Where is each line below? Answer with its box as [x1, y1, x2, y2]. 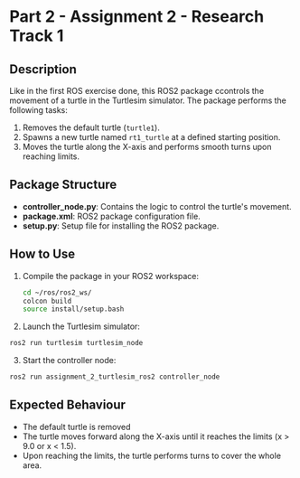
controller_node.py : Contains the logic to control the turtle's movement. [22, 201, 292, 211]
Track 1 [9, 25, 64, 46]
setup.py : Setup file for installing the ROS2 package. [22, 220, 220, 231]
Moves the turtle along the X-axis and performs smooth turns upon [22, 142, 272, 152]
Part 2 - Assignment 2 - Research [9, 6, 265, 27]
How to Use [9, 247, 76, 262]
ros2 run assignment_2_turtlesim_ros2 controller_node [9, 372, 220, 381]
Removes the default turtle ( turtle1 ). [22, 122, 160, 133]
